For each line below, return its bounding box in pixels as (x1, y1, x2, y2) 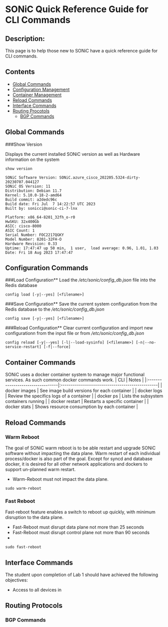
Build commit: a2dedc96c (5, 197, 57, 202)
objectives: (5, 577, 28, 583)
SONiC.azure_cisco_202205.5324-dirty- (59, 175, 141, 180)
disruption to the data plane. (5, 515, 64, 521)
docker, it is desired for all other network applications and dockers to (5, 461, 148, 467)
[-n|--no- (135, 340, 156, 345)
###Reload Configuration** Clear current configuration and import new (5, 325, 153, 331)
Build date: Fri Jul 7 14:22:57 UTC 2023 (5, 201, 96, 206)
